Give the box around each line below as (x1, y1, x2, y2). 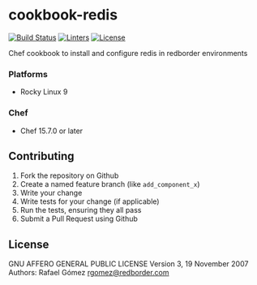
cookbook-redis (8, 6, 118, 24)
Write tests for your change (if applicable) (19, 196, 160, 206)
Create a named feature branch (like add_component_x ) (19, 179, 200, 189)
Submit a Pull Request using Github (19, 214, 138, 224)
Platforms (8, 68, 49, 80)
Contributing (8, 149, 75, 163)
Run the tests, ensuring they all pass (19, 205, 142, 215)
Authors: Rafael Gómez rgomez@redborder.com (8, 268, 169, 278)
